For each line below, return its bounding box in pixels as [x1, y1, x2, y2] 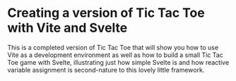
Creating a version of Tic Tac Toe [7, 5, 205, 21]
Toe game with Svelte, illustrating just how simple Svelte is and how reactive [7, 58, 230, 66]
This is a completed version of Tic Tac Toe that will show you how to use [7, 43, 219, 51]
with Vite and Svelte [7, 20, 128, 36]
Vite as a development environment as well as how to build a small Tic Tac [7, 51, 224, 59]
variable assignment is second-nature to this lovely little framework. [7, 66, 205, 74]
